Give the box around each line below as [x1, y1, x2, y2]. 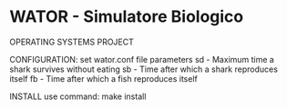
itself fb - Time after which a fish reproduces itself [9, 73, 198, 84]
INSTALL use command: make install [9, 91, 147, 102]
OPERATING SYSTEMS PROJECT [9, 36, 135, 47]
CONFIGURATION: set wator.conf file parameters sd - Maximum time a [9, 54, 275, 64]
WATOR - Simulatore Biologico [9, 6, 244, 27]
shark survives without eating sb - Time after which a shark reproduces [9, 64, 278, 74]
